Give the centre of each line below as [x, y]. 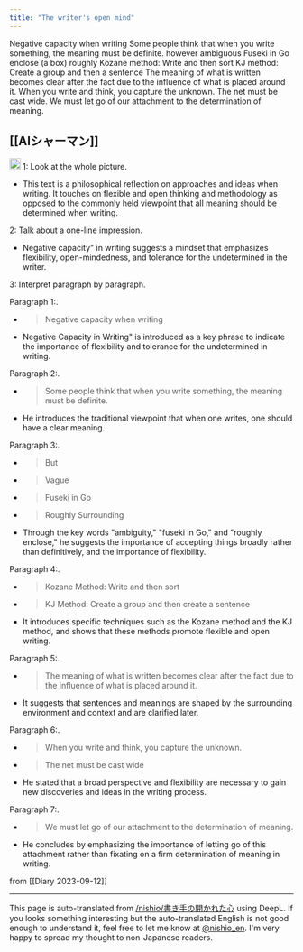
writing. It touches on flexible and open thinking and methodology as [150, 193]
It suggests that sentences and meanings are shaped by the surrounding [157, 702]
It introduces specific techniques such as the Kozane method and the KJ [157, 621]
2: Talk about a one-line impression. [76, 230]
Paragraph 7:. [34, 809]
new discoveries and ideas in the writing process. [115, 791]
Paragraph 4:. [35, 568]
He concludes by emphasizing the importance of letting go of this [144, 844]
